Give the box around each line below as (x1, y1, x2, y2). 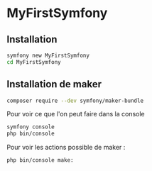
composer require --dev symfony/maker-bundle (6, 97, 143, 104)
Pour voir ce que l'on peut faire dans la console (6, 110, 145, 118)
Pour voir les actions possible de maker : (6, 143, 126, 152)
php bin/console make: (6, 157, 74, 164)
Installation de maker (6, 78, 102, 90)
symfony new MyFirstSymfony (6, 52, 90, 59)
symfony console (6, 123, 55, 131)
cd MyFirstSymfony (6, 58, 61, 65)
